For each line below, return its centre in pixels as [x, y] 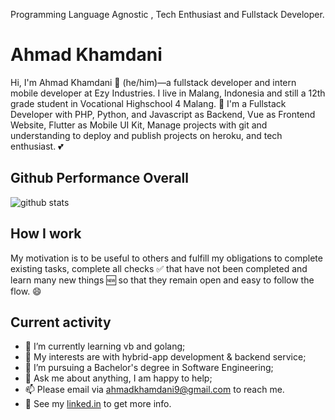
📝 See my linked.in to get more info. [98, 404]
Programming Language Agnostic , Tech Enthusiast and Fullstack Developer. [167, 14]
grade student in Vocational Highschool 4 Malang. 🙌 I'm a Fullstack [148, 103]
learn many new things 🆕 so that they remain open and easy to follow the [162, 280]
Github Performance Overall [99, 178]
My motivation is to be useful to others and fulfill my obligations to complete [166, 258]
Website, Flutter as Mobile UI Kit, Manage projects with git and [139, 125]
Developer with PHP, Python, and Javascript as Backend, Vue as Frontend [163, 114]
